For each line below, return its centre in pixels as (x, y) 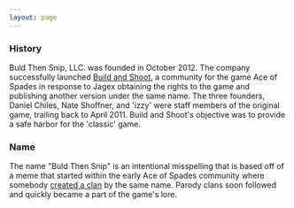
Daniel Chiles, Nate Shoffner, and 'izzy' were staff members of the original (145, 105)
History (26, 48)
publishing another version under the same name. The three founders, (137, 96)
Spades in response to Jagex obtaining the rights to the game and (130, 86)
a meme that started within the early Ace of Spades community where (137, 176)
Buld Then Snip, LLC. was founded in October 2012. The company (130, 67)
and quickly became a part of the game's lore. (93, 195)
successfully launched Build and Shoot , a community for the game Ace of (143, 77)
